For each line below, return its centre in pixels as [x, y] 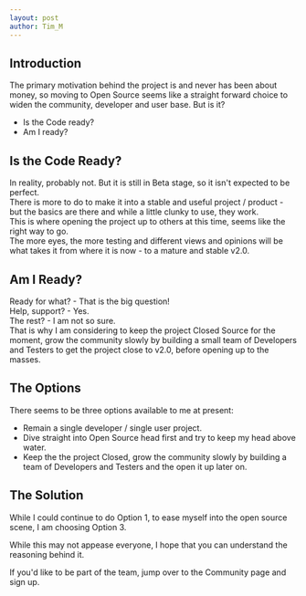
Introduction [46, 63]
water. [35, 447]
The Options [46, 388]
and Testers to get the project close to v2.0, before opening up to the [139, 350]
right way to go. [39, 231]
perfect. [24, 193]
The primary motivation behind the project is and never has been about [143, 85]
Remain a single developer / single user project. [112, 428]
